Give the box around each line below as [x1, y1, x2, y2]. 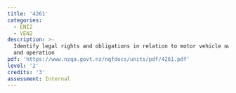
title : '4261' [7, 10, 49, 17]
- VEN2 [13, 29, 33, 37]
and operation [13, 50, 55, 57]
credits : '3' [7, 69, 46, 76]
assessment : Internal [7, 75, 71, 83]
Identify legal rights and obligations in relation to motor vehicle [13, 43, 221, 50]
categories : [7, 17, 42, 24]
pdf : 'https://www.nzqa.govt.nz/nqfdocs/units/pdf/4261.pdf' [7, 56, 190, 63]
